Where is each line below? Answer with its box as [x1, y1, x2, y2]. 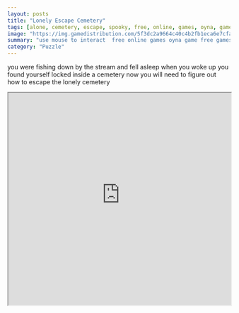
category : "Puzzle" [7, 43, 65, 50]
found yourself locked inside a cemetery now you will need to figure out [7, 70, 217, 79]
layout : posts [7, 10, 49, 18]
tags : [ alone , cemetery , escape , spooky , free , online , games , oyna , [7, 23, 217, 30]
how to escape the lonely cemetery [7, 78, 110, 86]
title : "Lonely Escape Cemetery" [7, 17, 106, 24]
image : [7, 30, 27, 38]
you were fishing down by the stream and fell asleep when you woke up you [7, 63, 229, 71]
